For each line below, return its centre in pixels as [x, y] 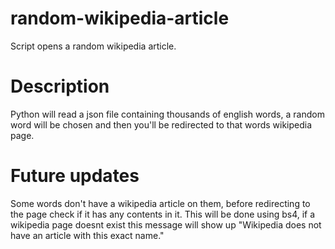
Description [60, 86]
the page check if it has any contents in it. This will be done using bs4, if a [163, 214]
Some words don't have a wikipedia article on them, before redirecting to [160, 203]
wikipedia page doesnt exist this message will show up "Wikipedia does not [166, 224]
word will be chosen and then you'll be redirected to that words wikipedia [161, 124]
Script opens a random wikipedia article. [93, 46]
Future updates [75, 176]
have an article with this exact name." [87, 235]
